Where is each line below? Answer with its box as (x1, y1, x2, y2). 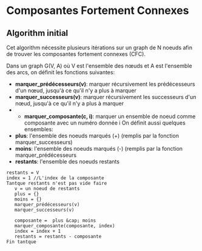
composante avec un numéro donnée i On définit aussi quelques (24, 119, 186, 126)
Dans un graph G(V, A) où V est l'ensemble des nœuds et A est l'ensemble (6, 62, 192, 69)
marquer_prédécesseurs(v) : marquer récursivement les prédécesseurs (15, 80, 195, 88)
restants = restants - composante (14, 233, 102, 239)
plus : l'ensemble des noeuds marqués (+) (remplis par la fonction (15, 132, 179, 139)
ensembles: (24, 126, 53, 132)
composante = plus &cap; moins (14, 218, 96, 224)
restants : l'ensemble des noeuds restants (15, 158, 120, 165)
